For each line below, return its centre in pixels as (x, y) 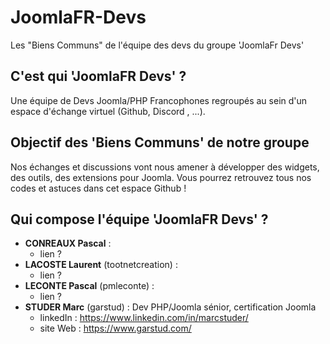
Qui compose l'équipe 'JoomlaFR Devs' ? (139, 219)
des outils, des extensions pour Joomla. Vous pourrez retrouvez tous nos (161, 177)
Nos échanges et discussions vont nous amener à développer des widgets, (165, 167)
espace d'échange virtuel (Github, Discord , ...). (108, 111)
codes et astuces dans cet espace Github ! (98, 188)
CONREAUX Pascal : (68, 243)
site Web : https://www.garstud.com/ (115, 328)
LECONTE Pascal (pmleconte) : (89, 286)
